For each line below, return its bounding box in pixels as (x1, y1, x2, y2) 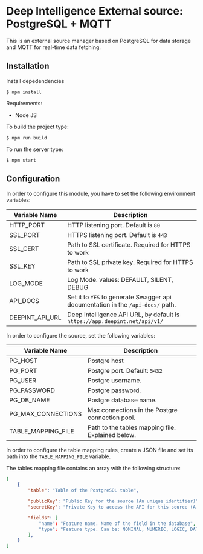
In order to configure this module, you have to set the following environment (6, 190, 195, 197)
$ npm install (6, 89, 42, 95)
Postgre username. (87, 376, 142, 384)
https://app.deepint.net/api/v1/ (67, 318, 164, 325)
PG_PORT (9, 366, 37, 375)
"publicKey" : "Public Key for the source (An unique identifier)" (28, 498, 199, 504)
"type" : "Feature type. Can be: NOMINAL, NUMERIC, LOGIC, (38, 526, 188, 532)
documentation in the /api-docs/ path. (67, 300, 176, 309)
